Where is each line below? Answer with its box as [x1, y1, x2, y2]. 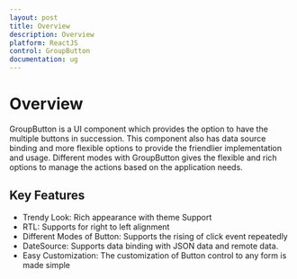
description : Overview [9, 30, 94, 39]
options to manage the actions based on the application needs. [9, 161, 243, 172]
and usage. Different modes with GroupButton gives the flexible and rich [9, 152, 277, 163]
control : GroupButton [9, 47, 91, 56]
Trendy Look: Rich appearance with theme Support [22, 211, 212, 222]
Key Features [9, 188, 85, 203]
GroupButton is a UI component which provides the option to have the [9, 123, 268, 134]
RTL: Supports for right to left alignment [22, 221, 170, 232]
